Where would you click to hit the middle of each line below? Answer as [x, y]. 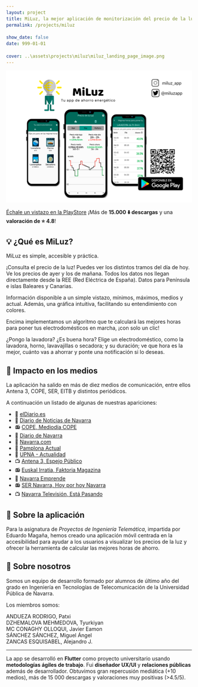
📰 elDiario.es [30, 414]
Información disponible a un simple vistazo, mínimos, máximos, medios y [95, 298]
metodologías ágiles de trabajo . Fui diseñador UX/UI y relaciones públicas [99, 665]
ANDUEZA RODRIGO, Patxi [39, 616]
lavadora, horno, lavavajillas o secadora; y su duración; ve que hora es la [95, 346]
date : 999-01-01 [26, 44]
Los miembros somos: [33, 605]
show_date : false [27, 38]
